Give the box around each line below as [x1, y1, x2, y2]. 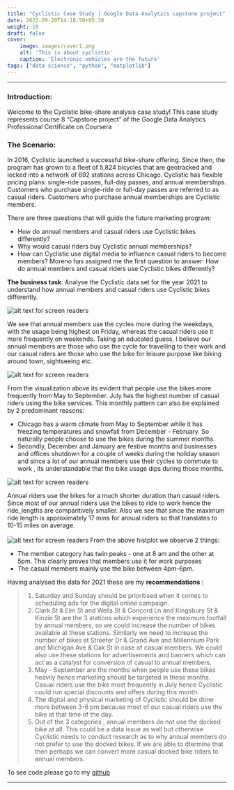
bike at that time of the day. [34, 710, 114, 719]
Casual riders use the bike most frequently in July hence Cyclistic [34, 680, 223, 689]
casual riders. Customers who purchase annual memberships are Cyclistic [7, 193, 221, 201]
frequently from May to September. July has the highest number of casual [7, 392, 219, 400]
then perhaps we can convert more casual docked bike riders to [34, 747, 219, 756]
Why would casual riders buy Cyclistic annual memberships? [17, 242, 192, 251]
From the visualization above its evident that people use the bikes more [7, 384, 212, 393]
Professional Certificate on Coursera [7, 122, 112, 131]
